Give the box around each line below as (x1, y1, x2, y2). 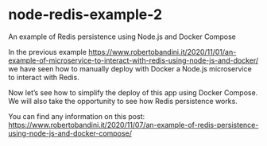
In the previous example (8, 47, 87, 56)
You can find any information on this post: (8, 111, 145, 121)
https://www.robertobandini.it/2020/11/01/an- (88, 47, 237, 56)
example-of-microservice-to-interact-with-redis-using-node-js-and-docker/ (8, 56, 259, 65)
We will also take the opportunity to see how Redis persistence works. (8, 96, 238, 106)
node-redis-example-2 (8, 6, 163, 24)
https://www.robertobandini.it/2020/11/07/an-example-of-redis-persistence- (8, 120, 259, 129)
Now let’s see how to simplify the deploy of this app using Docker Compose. (8, 87, 258, 97)
